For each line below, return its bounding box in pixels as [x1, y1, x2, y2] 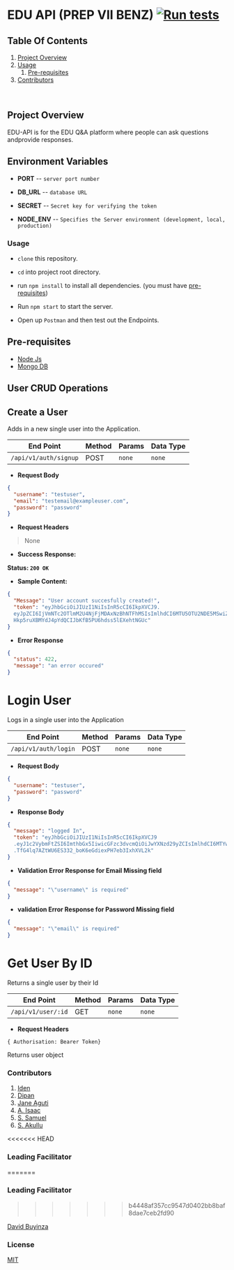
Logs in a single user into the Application [7, 716, 124, 723]
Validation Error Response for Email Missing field [17, 866, 162, 874]
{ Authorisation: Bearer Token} [7, 1038, 101, 1045]
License [7, 1239, 35, 1249]
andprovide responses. [7, 135, 74, 143]
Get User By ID [7, 955, 93, 972]
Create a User [7, 406, 68, 418]
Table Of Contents [7, 35, 88, 47]
